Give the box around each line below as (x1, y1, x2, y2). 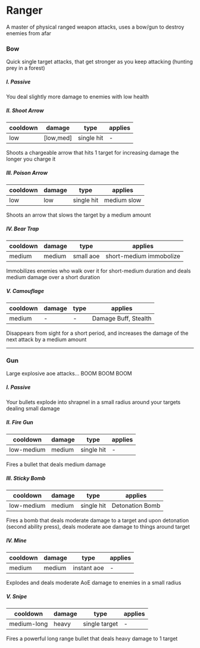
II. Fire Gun (6, 418, 34, 425)
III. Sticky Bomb (6, 474, 46, 482)
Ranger (6, 4, 43, 17)
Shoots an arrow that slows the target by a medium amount (6, 211, 151, 218)
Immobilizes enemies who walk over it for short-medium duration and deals (6, 267, 191, 274)
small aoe (73, 252, 100, 260)
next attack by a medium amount (6, 336, 87, 343)
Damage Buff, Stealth (92, 314, 152, 323)
